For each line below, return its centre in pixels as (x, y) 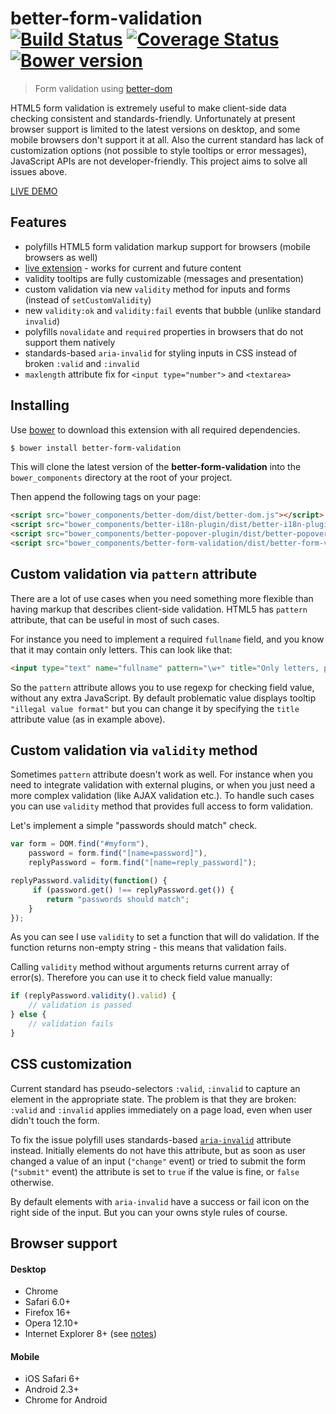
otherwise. (32, 1182)
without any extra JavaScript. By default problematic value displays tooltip (163, 698)
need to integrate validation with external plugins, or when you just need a (163, 785)
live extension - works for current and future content (133, 268)
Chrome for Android (66, 1400)
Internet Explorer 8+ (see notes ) (91, 1334)
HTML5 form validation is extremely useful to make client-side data (148, 108)
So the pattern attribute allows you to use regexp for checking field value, (162, 687)
